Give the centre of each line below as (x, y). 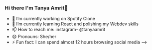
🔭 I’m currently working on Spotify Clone (54, 19)
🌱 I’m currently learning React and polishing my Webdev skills (75, 24)
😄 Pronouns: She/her (34, 37)
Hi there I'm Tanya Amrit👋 (36, 8)
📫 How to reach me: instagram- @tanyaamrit (59, 30)
